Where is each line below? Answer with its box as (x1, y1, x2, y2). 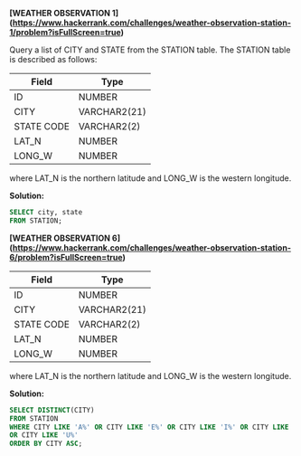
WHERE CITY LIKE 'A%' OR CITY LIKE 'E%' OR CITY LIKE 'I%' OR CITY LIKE (9, 423, 289, 432)
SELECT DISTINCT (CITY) (9, 405, 95, 414)
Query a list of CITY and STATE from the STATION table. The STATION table (9, 44, 291, 55)
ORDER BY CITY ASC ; (9, 439, 83, 449)
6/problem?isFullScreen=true (9, 252, 123, 262)
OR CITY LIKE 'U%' (9, 431, 79, 440)
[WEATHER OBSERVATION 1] (9, 8, 119, 18)
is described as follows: (9, 54, 98, 64)
